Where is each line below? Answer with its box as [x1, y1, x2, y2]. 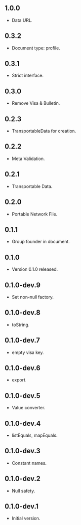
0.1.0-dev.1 [4, 502, 39, 511]
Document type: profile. [11, 45, 60, 51]
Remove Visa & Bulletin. [11, 100, 60, 106]
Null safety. [11, 488, 35, 494]
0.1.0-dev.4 [4, 419, 41, 428]
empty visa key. [11, 349, 44, 355]
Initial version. [11, 516, 40, 522]
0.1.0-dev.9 [4, 281, 40, 289]
